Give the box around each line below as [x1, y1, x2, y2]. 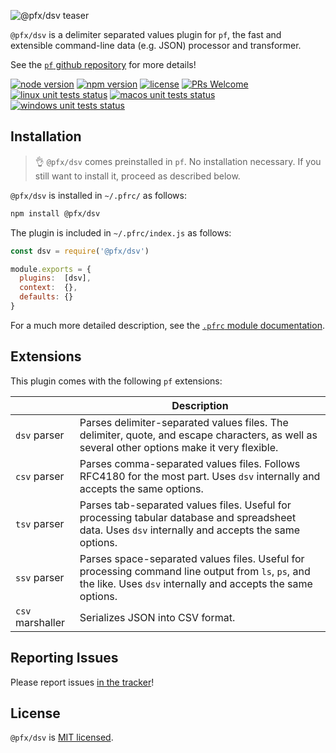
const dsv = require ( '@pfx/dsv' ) [10, 246, 150, 256]
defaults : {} [19, 292, 74, 302]
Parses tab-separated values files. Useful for [79, 498, 292, 512]
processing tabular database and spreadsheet [79, 510, 297, 524]
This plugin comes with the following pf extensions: [10, 375, 223, 387]
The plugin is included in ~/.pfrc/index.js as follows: [10, 226, 232, 239]
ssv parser [15, 570, 65, 584]
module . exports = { [10, 264, 92, 274]
